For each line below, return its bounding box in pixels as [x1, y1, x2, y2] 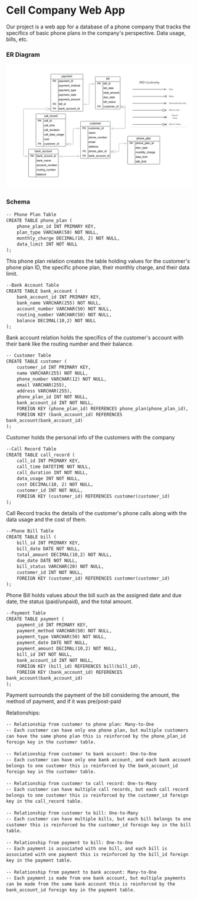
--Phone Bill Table [6, 528, 54, 534]
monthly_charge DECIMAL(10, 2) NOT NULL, [17, 235, 120, 241]
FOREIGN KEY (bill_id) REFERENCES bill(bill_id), [17, 664, 142, 670]
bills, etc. [6, 35, 28, 43]
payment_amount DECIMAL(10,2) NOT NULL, [17, 646, 117, 652]
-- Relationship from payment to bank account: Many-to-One [6, 869, 157, 875]
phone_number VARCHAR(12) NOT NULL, [17, 376, 107, 382]
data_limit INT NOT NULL [17, 241, 78, 247]
